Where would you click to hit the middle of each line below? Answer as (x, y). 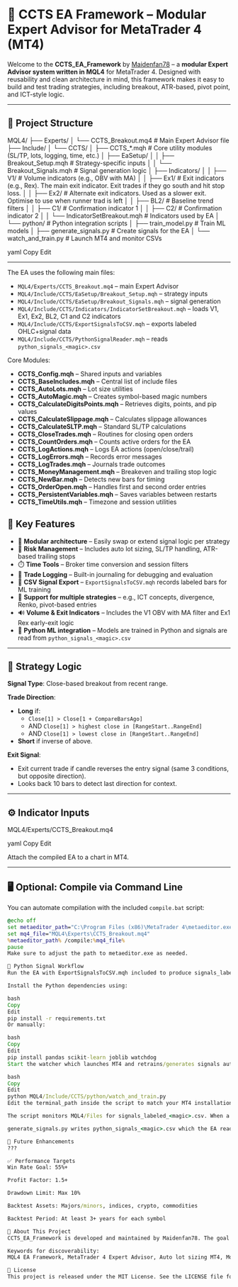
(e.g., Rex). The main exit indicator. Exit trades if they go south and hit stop (116, 185)
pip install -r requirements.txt (57, 1018)
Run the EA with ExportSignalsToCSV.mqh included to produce (100, 973)
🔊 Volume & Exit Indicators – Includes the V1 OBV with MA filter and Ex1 (124, 612)
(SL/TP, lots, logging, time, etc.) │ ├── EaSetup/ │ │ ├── (91, 155)
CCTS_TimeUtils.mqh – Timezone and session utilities (97, 502)
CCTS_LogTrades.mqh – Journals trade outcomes (91, 464)
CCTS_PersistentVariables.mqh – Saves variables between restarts (117, 494)
